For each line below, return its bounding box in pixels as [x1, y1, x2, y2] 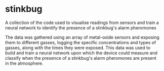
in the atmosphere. [5, 60, 43, 66]
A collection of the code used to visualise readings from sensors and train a [5, 20, 159, 25]
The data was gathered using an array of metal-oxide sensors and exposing [5, 34, 160, 40]
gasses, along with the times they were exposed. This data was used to [5, 45, 151, 50]
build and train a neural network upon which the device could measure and [5, 50, 158, 56]
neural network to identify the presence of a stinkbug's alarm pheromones [5, 24, 157, 30]
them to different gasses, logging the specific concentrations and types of [5, 39, 157, 45]
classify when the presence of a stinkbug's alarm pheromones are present [5, 55, 157, 61]
